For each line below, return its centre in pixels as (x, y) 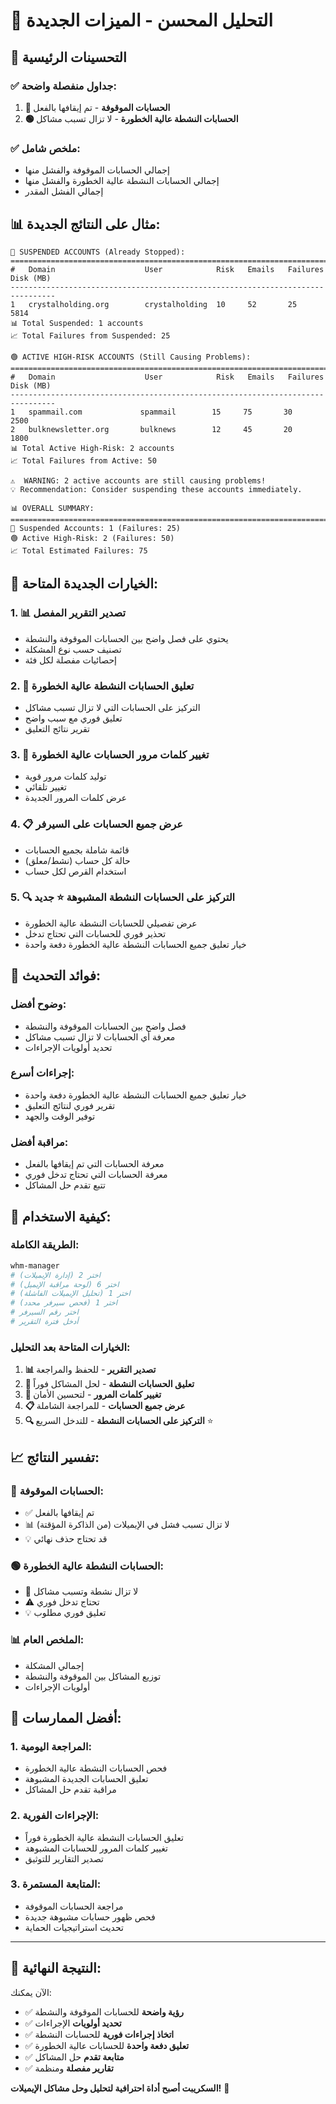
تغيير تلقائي (46, 787)
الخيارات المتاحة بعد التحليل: (70, 1347)
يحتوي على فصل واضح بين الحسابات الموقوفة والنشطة (126, 638)
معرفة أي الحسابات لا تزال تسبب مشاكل (100, 1036)
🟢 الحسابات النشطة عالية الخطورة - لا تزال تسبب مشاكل (131, 118)
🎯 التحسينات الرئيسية (68, 57)
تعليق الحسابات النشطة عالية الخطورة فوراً (104, 1837)
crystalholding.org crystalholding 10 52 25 (163, 304)
